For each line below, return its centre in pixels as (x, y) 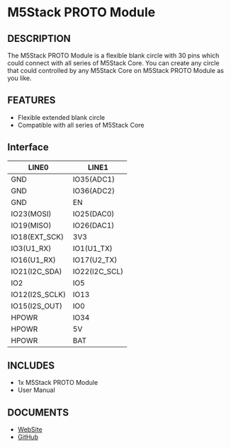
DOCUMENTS (38, 412)
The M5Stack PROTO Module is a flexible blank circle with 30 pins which (113, 55)
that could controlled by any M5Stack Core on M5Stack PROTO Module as (116, 71)
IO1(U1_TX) (93, 248)
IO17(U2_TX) (95, 259)
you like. (19, 78)
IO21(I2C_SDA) (36, 271)
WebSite (30, 430)
